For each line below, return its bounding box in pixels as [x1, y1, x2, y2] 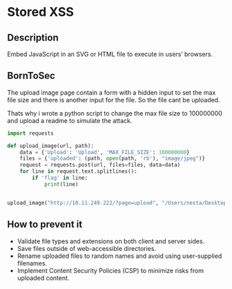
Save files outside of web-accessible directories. [17, 244, 157, 252]
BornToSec [7, 70, 55, 82]
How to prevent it [7, 218, 83, 230]
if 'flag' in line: [32, 174, 88, 182]
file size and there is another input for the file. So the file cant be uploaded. [7, 95, 220, 104]
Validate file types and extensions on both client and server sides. [17, 236, 205, 245]
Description [7, 32, 59, 44]
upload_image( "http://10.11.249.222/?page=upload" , [7, 199, 159, 206]
